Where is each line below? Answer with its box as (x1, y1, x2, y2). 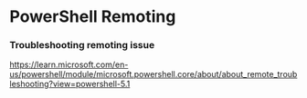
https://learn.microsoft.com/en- (9, 59, 129, 70)
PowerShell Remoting (9, 6, 176, 27)
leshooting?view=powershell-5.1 (9, 79, 131, 90)
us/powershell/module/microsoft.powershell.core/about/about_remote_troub (9, 69, 298, 80)
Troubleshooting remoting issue (9, 39, 155, 52)
